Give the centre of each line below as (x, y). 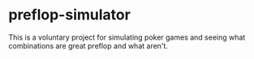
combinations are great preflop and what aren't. (88, 45)
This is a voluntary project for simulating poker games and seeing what (127, 37)
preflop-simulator (70, 15)
